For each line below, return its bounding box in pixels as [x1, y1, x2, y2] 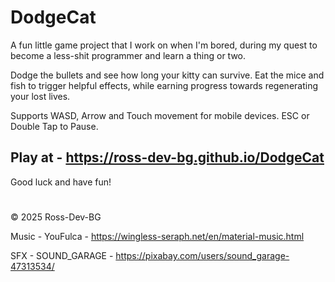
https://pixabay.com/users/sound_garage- [115, 249, 290, 261]
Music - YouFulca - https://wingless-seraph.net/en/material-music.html [10, 230, 305, 242]
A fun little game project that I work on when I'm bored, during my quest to [10, 39, 318, 51]
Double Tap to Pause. [10, 120, 99, 132]
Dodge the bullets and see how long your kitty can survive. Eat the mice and [10, 69, 325, 81]
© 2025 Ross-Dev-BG [10, 211, 102, 223]
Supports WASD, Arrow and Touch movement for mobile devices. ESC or [10, 109, 310, 121]
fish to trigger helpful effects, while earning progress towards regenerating [10, 79, 319, 91]
